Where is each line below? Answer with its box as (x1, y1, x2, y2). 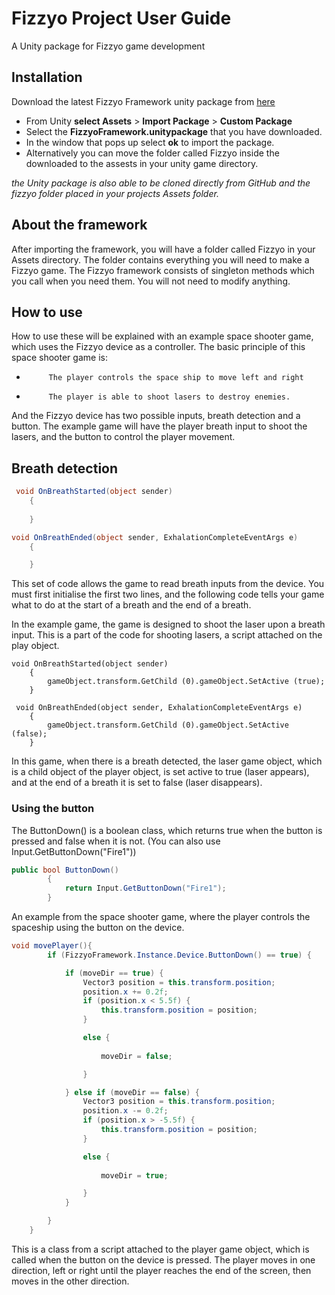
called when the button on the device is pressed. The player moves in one (11, 1253, 316, 1266)
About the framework (11, 217, 148, 234)
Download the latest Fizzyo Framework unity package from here (11, 95, 276, 107)
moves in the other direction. (11, 1275, 130, 1287)
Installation (11, 69, 83, 86)
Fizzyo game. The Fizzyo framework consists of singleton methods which (11, 264, 315, 276)
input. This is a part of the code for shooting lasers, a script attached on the (11, 629, 323, 641)
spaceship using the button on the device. (11, 922, 185, 934)
